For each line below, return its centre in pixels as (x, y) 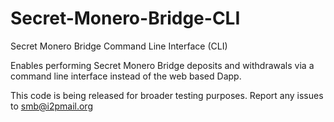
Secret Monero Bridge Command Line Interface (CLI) (119, 46)
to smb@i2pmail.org (51, 106)
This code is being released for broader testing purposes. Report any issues (167, 95)
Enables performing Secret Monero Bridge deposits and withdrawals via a (162, 65)
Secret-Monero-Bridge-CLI (125, 18)
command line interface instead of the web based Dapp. (126, 76)
